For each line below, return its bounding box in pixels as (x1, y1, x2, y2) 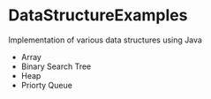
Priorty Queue (20, 80, 72, 90)
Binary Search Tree (20, 61, 92, 72)
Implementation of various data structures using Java (8, 34, 202, 45)
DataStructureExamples (8, 5, 188, 26)
